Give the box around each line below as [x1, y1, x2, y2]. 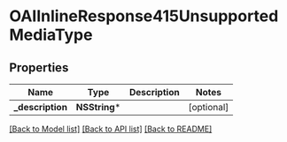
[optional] [188, 101, 229, 113]
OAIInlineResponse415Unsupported [9, 6, 279, 26]
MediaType [9, 25, 93, 45]
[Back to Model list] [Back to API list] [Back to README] [9, 123, 213, 134]
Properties [9, 60, 69, 75]
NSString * [75, 101, 121, 113]
